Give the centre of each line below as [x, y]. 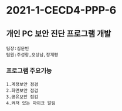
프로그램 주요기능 [29, 70]
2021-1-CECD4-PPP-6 [61, 10]
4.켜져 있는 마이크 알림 [31, 103]
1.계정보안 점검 [22, 84]
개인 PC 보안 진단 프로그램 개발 [59, 33]
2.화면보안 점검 [22, 91]
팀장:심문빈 [18, 48]
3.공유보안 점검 [22, 97]
